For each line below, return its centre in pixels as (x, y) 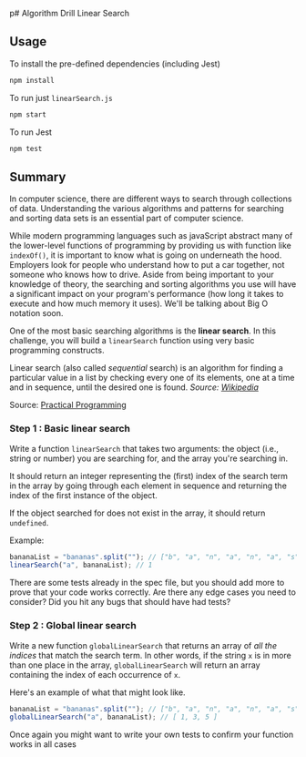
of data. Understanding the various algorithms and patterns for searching (147, 209)
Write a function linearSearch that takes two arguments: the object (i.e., (144, 448)
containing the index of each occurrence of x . (95, 674)
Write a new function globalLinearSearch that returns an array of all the (143, 645)
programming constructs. (57, 351)
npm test (26, 148)
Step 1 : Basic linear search (70, 429)
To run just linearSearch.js (61, 97)
